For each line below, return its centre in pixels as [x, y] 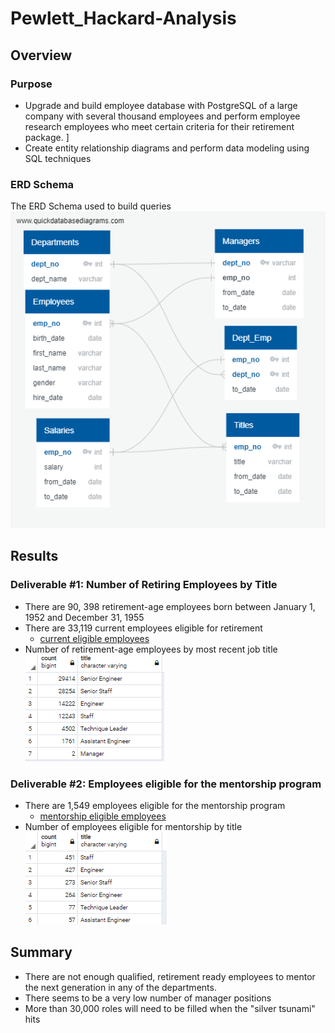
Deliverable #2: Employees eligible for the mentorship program [166, 784]
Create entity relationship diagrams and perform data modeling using [167, 148]
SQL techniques [58, 158]
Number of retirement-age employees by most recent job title [151, 649]
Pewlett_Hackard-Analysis [123, 18]
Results [34, 556]
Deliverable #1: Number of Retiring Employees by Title [144, 585]
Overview [41, 55]
